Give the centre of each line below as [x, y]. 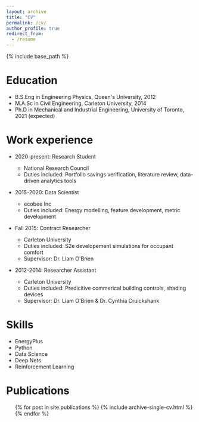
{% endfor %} [32, 413]
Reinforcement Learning [44, 367]
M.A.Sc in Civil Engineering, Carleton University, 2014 [81, 103]
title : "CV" [21, 17]
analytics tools [58, 181]
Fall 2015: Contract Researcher [53, 228]
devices [33, 294]
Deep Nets [28, 360]
